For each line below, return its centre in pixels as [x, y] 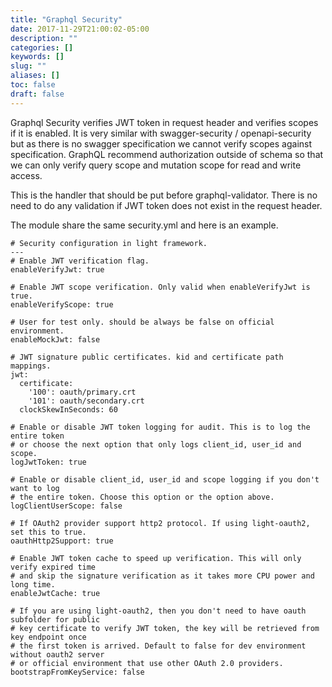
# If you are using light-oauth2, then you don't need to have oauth [158, 611]
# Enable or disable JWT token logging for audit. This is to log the [160, 427]
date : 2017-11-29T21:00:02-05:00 [80, 29]
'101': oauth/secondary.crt [86, 401]
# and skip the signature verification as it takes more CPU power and [162, 576]
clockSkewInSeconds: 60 [68, 409]
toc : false [33, 85]
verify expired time [53, 567]
